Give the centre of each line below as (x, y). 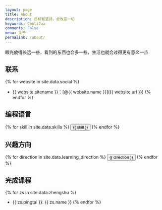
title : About (19, 14)
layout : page (19, 10)
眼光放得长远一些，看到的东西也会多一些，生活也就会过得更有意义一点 (77, 52)
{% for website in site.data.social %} (42, 81)
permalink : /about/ (25, 38)
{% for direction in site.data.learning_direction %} (56, 157)
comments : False (22, 28)
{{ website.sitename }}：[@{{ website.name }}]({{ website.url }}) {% (81, 92)
